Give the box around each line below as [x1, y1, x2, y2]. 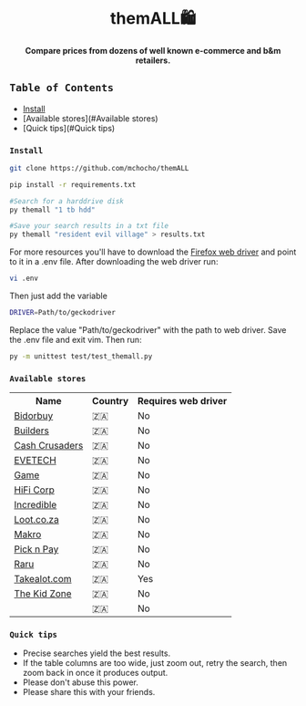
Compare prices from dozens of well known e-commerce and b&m [25, 45, 281, 56]
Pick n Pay [14, 543, 59, 555]
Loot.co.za [14, 514, 59, 526]
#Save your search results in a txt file [9, 222, 169, 231]
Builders [14, 424, 50, 437]
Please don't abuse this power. [22, 677, 139, 688]
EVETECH [14, 454, 56, 467]
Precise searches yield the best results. [22, 648, 171, 659]
